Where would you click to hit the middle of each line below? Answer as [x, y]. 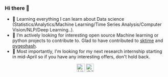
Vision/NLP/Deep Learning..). [43, 30]
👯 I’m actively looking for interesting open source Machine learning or [85, 35]
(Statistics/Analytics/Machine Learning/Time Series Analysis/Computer [87, 24]
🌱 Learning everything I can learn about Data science [68, 19]
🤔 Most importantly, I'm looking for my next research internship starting [87, 51]
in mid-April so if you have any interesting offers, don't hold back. [81, 57]
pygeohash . [25, 46]
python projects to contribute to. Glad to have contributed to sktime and [88, 41]
